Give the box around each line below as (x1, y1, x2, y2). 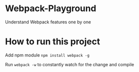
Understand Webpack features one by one (5, 19, 91, 25)
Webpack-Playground (5, 3, 97, 14)
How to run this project (5, 36, 101, 47)
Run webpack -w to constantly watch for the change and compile (5, 61, 134, 67)
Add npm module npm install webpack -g (5, 52, 90, 58)
